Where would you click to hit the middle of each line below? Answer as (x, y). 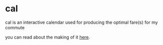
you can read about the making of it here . (48, 37)
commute (15, 27)
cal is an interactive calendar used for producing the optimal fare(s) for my (81, 22)
